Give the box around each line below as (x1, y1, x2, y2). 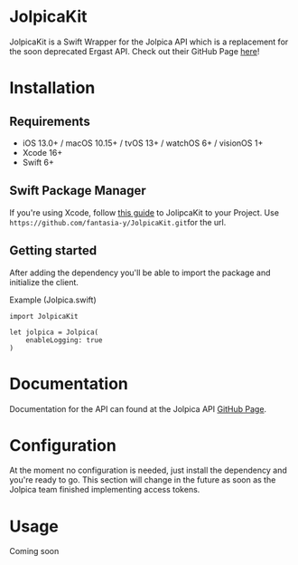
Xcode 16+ (22, 147, 63, 158)
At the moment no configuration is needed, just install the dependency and (9, 464, 287, 476)
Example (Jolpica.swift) (9, 294, 97, 305)
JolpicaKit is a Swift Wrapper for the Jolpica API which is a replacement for (9, 36, 289, 47)
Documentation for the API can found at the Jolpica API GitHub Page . (9, 403, 267, 414)
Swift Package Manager (9, 183, 146, 198)
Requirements (9, 113, 90, 129)
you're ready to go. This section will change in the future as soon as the (9, 474, 276, 485)
